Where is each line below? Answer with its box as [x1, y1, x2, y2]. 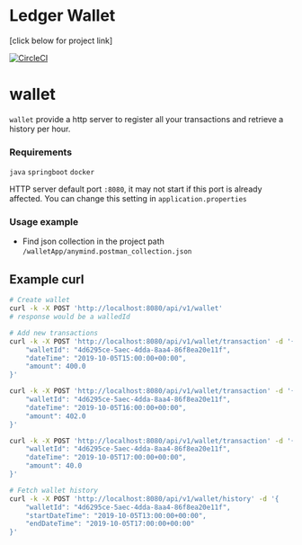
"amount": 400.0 [25, 362, 87, 371]
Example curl [9, 272, 84, 287]
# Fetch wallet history [9, 486, 99, 495]
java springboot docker [9, 168, 95, 177]
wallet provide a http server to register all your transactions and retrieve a [9, 113, 284, 124]
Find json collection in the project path [22, 236, 164, 247]
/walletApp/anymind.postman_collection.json [22, 247, 192, 256]
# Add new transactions [9, 328, 99, 337]
